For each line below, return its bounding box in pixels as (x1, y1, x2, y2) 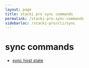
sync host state (12, 58, 44, 64)
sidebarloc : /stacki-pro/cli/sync (5, 20, 76, 26)
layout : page (5, 7, 32, 12)
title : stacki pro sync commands (5, 12, 73, 17)
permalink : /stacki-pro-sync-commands (5, 16, 84, 21)
